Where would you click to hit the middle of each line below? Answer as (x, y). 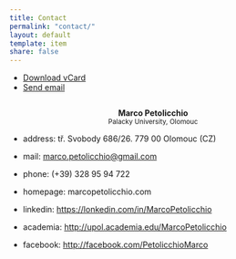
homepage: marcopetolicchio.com (87, 192)
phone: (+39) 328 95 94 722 (76, 174)
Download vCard (54, 78)
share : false (34, 52)
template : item (38, 43)
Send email (44, 88)
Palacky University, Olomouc (153, 122)
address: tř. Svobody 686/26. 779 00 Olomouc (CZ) (119, 139)
